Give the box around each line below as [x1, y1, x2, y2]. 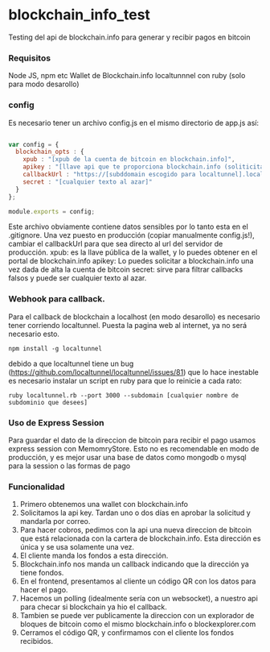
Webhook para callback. [8, 293, 106, 305]
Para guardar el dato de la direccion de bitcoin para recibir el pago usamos [8, 435, 256, 445]
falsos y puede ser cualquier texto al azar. [8, 273, 147, 283]
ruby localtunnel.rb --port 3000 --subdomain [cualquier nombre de [8, 391, 239, 400]
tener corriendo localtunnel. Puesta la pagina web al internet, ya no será [8, 320, 247, 330]
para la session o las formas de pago [8, 461, 131, 471]
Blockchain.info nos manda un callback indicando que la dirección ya [19, 559, 249, 569]
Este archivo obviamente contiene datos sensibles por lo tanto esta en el [8, 222, 249, 231]
